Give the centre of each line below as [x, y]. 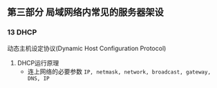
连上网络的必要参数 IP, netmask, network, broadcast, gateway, [119, 71]
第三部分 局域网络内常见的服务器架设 [85, 12]
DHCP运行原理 [38, 63]
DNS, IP [38, 78]
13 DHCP [22, 32]
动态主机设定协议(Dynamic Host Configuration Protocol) [87, 48]
